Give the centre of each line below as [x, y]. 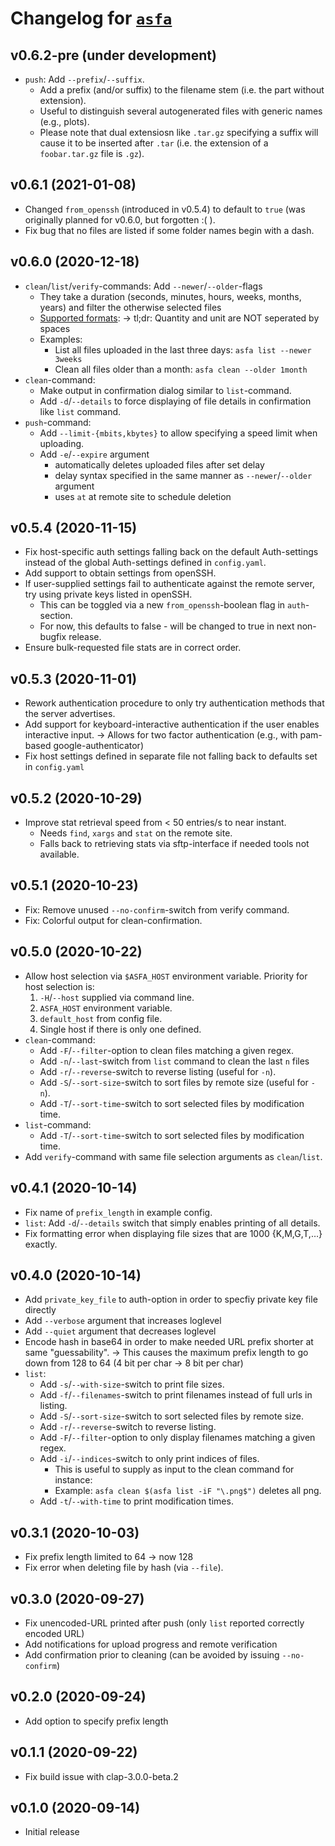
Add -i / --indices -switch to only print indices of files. [149, 1459]
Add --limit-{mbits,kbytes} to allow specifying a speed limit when [178, 433]
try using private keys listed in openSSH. [108, 594]
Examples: [61, 339]
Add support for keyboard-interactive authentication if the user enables [172, 724]
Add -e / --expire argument [94, 454]
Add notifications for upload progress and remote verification [151, 1644]
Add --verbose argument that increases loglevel [123, 1321]
